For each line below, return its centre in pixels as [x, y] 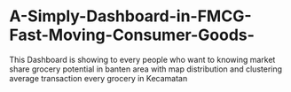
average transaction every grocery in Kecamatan [98, 78]
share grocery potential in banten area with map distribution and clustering [145, 69]
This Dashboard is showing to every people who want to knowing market [142, 59]
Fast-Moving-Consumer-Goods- [132, 35]
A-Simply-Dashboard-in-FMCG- [130, 16]
